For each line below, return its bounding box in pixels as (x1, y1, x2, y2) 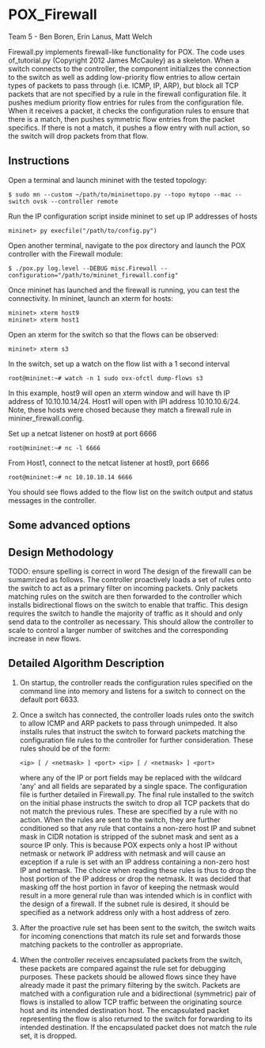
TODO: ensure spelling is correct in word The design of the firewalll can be (8, 566, 252, 576)
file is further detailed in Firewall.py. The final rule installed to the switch (19, 790, 255, 799)
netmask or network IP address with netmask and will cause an (19, 848, 225, 858)
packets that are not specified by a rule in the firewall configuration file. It (8, 89, 247, 98)
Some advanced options (8, 519, 131, 532)
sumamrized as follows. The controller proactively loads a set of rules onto (8, 574, 252, 584)
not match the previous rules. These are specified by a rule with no (19, 806, 238, 816)
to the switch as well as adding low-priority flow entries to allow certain (8, 72, 241, 82)
